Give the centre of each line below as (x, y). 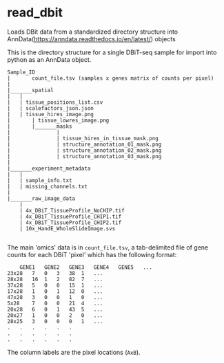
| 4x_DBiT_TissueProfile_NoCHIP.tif (72, 210)
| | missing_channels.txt (48, 186)
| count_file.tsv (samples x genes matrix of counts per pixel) (111, 78)
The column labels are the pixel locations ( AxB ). (74, 352)
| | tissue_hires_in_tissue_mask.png (83, 138)
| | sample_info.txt (40, 180)
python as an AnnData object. (49, 59)
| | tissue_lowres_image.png (58, 120)
